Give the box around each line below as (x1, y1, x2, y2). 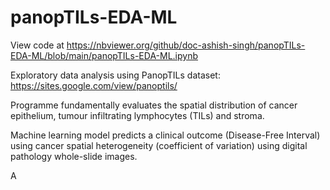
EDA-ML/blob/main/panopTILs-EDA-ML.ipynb (10, 49, 199, 61)
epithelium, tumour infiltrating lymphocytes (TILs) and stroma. (10, 109, 265, 121)
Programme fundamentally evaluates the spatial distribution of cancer (10, 99, 298, 111)
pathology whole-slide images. (10, 150, 138, 162)
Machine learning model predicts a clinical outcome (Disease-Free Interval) (10, 129, 321, 141)
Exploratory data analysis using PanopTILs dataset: (10, 69, 221, 81)
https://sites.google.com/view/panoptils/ (10, 79, 178, 91)
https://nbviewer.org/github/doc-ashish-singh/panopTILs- (66, 39, 306, 51)
